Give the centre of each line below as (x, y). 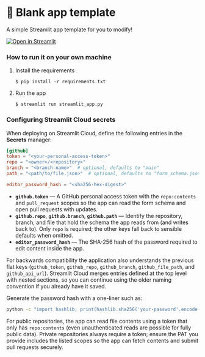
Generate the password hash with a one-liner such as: (74, 298)
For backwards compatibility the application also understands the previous (100, 260)
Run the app (31, 93)
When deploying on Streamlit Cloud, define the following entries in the (95, 133)
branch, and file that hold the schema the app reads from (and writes (102, 222)
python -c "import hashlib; (42, 309)
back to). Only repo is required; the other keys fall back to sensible (98, 228)
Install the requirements (45, 70)
